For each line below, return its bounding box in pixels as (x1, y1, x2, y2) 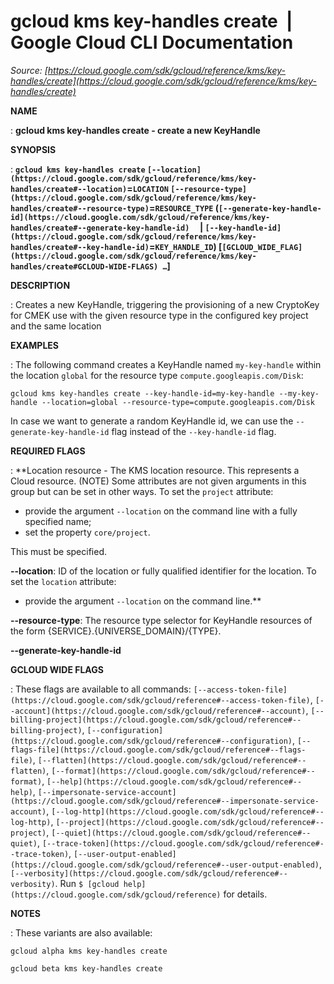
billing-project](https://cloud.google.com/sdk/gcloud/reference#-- (10, 715, 302, 725)
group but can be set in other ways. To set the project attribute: (10, 485, 274, 497)
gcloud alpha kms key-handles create (10, 946, 168, 956)
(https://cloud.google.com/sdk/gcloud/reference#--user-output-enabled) (10, 860, 320, 870)
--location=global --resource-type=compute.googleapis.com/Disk (41, 397, 315, 407)
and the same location (10, 320, 102, 332)
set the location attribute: (10, 575, 117, 587)
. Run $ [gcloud (54, 877, 120, 889)
